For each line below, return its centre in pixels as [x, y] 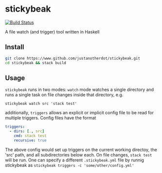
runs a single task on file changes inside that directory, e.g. [64, 95]
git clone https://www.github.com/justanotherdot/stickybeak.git [72, 58]
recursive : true [30, 140]
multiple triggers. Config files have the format [51, 118]
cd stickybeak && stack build [36, 63]
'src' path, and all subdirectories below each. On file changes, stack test [79, 155]
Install [15, 47]
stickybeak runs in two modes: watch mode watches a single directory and [80, 90]
